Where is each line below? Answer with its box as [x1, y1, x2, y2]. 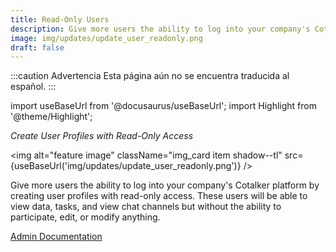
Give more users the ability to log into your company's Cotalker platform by [10, 179, 320, 191]
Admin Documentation [10, 231, 103, 243]
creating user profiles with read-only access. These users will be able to [10, 190, 308, 202]
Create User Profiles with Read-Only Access [10, 130, 194, 142]
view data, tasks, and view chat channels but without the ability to [10, 201, 282, 213]
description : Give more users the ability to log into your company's [10, 24, 311, 34]
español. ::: [10, 81, 57, 93]
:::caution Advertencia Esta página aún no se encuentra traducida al [10, 70, 290, 82]
